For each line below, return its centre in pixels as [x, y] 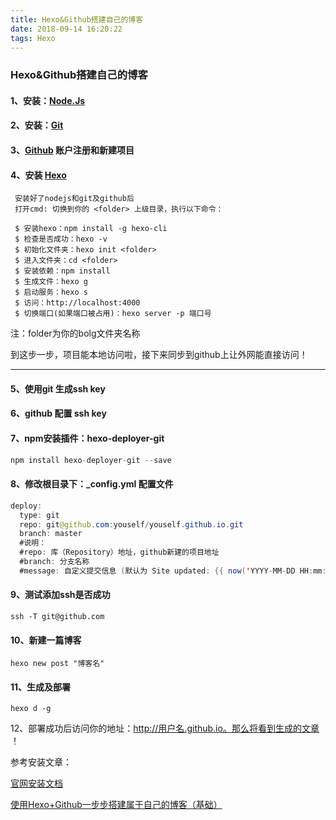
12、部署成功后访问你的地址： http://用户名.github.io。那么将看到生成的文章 [165, 728]
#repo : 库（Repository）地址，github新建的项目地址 [119, 552]
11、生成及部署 [41, 687]
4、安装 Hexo [38, 175]
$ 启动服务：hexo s [51, 292]
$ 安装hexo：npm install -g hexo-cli [91, 229]
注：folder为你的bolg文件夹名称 [75, 333]
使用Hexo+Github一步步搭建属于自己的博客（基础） [116, 805]
